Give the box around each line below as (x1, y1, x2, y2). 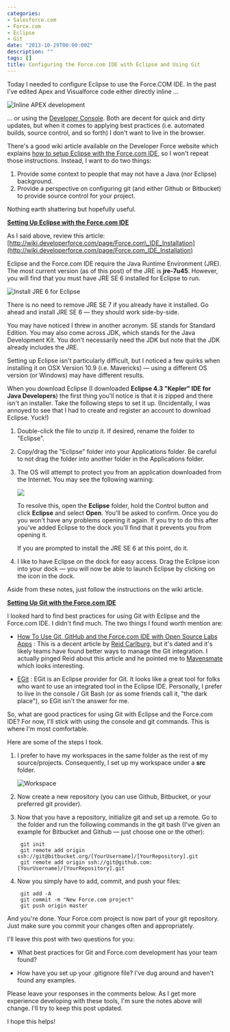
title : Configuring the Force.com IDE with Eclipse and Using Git (7, 61, 201, 68)
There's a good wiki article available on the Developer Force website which (7, 141, 219, 150)
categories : (7, 10, 41, 17)
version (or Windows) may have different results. (7, 371, 145, 379)
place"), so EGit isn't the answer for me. (16, 696, 130, 704)
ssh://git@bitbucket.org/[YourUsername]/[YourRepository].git (16, 853, 199, 860)
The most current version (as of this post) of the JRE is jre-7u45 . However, (7, 266, 218, 275)
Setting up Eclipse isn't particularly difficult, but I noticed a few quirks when (7, 356, 220, 365)
